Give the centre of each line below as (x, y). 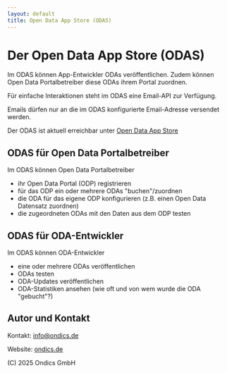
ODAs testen (36, 274)
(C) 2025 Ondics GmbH (42, 362)
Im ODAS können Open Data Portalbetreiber (71, 170)
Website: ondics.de (35, 349)
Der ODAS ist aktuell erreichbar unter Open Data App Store (93, 130)
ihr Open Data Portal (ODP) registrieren (74, 183)
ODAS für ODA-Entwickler (66, 236)
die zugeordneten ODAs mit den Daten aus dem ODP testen (104, 214)
